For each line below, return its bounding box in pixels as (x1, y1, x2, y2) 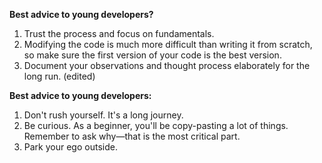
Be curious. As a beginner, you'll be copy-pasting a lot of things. (23, 120, 289, 131)
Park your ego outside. (23, 141, 118, 153)
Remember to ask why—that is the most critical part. (23, 130, 241, 142)
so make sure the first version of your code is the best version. (23, 49, 282, 61)
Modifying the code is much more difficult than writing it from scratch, (23, 39, 313, 50)
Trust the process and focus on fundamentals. (23, 28, 215, 39)
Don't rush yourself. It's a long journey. (23, 109, 184, 121)
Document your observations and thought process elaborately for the (23, 60, 311, 71)
